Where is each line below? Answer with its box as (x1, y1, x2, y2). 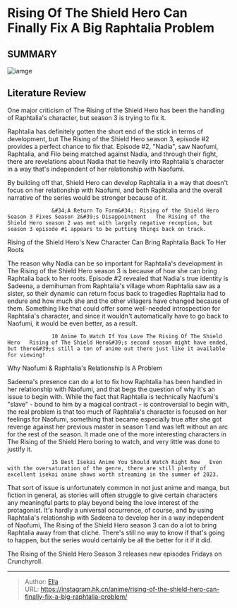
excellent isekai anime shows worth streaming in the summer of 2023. (7, 471, 219, 478)
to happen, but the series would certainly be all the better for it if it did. (7, 535, 213, 544)
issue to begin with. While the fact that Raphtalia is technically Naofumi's (7, 392, 219, 400)
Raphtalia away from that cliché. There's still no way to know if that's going (7, 528, 226, 537)
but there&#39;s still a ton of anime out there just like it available (7, 345, 226, 352)
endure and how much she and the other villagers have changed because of (7, 297, 229, 305)
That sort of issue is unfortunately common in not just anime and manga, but (7, 483, 229, 491)
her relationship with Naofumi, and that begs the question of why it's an (7, 385, 215, 393)
